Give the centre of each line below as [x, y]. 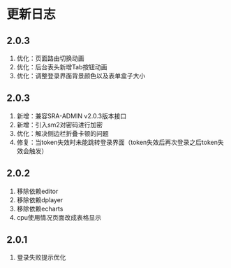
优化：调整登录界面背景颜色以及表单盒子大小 [81, 76]
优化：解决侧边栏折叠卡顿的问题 [62, 133]
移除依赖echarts [40, 209]
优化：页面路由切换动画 [50, 58]
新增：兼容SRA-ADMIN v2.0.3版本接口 [72, 115]
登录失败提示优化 [41, 258]
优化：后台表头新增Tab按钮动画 [62, 67]
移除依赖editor [37, 191]
